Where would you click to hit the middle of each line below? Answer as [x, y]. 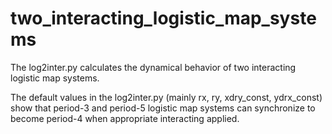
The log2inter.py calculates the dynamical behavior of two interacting [153, 67]
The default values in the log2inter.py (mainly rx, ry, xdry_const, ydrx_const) [166, 97]
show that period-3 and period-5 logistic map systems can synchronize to [163, 108]
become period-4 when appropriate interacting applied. [125, 118]
